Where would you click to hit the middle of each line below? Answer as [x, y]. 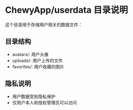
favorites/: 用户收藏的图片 [38, 66]
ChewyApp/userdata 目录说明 [66, 10]
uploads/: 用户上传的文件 [37, 60]
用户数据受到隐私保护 [34, 96]
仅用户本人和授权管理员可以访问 [44, 102]
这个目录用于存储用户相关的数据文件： [44, 25]
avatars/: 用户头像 [30, 54]
